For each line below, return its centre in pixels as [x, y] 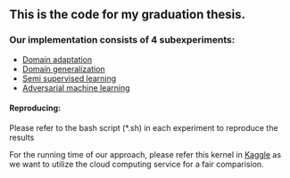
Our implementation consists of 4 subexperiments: [122, 40]
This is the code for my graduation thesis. [128, 15]
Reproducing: [35, 108]
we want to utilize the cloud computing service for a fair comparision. [137, 164]
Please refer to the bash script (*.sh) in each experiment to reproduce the [144, 127]
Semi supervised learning [69, 78]
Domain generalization [63, 69]
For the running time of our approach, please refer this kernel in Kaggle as [145, 154]
